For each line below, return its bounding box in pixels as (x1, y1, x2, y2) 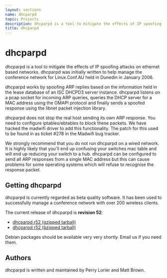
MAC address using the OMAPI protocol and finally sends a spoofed (5, 100, 145, 106)
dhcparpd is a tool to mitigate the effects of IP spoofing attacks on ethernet (5, 64, 160, 70)
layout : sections (5, 7, 41, 12)
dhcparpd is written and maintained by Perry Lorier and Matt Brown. (5, 267, 146, 273)
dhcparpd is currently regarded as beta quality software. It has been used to (5, 194, 162, 200)
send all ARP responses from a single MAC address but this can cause (5, 156, 150, 162)
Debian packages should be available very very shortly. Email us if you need (5, 234, 162, 240)
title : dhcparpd (5, 26, 39, 31)
